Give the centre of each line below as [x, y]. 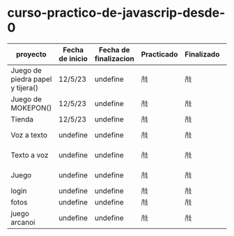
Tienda [22, 119]
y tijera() [25, 87]
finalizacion [114, 59]
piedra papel [31, 79]
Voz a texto [29, 135]
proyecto [31, 54]
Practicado [159, 54]
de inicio [73, 59]
